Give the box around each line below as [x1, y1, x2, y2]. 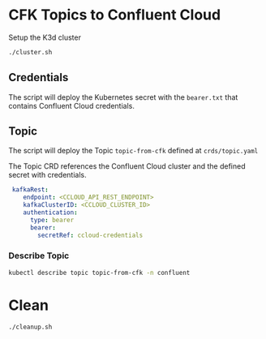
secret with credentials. [8, 170, 87, 180]
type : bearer [29, 216, 75, 224]
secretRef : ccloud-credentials [37, 231, 144, 239]
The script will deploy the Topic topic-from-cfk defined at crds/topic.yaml [8, 146, 259, 156]
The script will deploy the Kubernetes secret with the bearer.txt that [8, 92, 238, 102]
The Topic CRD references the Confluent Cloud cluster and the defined [8, 161, 246, 171]
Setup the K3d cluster [8, 32, 81, 42]
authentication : [23, 208, 79, 217]
